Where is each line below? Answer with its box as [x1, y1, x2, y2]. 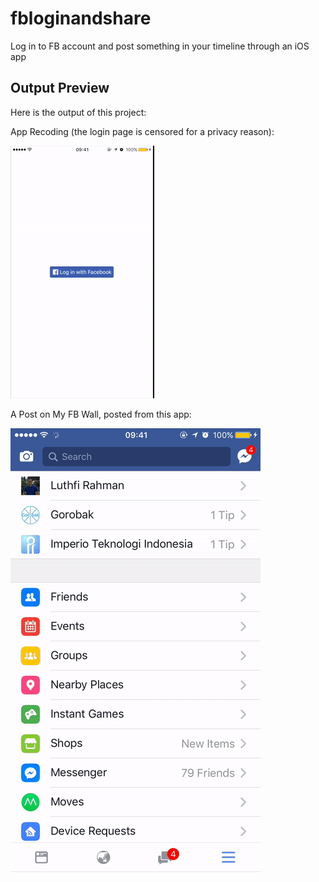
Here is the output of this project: [10, 106, 147, 118]
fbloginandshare [10, 7, 152, 30]
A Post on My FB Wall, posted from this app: [10, 408, 192, 420]
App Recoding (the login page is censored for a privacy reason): [10, 125, 275, 137]
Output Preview [10, 80, 110, 97]
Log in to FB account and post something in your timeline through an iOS [10, 40, 310, 52]
